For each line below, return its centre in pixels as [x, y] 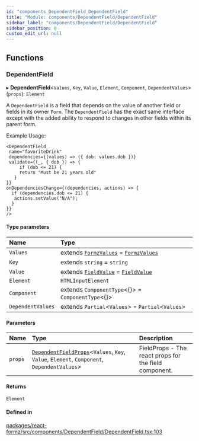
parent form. [21, 124]
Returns [16, 386]
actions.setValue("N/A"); [46, 198]
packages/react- [27, 425]
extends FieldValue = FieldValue [106, 272]
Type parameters [28, 227]
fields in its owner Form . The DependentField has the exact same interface [95, 111]
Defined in [19, 412]
